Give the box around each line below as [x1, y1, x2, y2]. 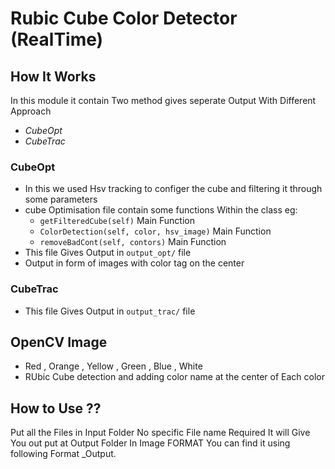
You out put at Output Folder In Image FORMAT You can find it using [10, 437, 291, 449]
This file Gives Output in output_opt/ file [24, 247, 192, 259]
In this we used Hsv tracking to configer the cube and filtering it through [24, 183, 323, 195]
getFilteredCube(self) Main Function [39, 215, 195, 227]
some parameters [24, 193, 98, 206]
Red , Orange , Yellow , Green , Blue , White [24, 360, 203, 372]
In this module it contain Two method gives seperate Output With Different [10, 95, 317, 106]
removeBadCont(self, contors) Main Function [39, 236, 227, 248]
